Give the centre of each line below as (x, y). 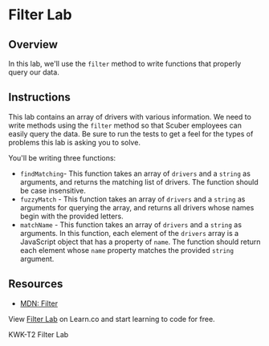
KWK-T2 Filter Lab (39, 334)
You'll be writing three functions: (62, 157)
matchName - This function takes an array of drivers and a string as (131, 224)
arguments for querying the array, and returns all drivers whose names (137, 207)
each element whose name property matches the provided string (127, 250)
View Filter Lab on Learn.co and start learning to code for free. (112, 319)
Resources (36, 284)
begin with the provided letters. (71, 216)
